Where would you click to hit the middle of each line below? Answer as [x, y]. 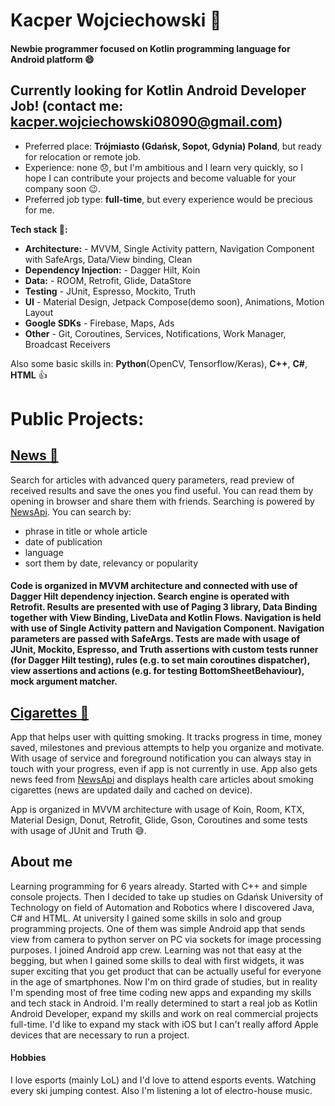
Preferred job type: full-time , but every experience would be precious [168, 199]
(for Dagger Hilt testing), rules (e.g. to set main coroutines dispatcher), [160, 660]
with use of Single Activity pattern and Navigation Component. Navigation [167, 628]
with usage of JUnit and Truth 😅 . [78, 830]
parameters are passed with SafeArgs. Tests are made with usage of [155, 639]
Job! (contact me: [67, 106]
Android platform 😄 [52, 59]
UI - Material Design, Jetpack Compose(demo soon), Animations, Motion [174, 301]
